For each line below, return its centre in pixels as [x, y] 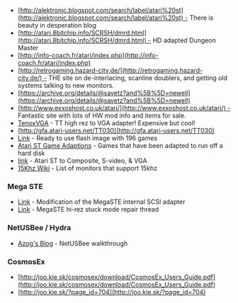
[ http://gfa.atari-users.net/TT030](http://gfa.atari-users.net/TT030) [116, 131]
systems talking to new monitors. [66, 85]
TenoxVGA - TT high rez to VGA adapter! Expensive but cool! [106, 123]
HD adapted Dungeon [184, 40]
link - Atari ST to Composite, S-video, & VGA [82, 161]
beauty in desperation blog [57, 25]
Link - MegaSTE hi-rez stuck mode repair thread [88, 210]
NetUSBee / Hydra [39, 228]
